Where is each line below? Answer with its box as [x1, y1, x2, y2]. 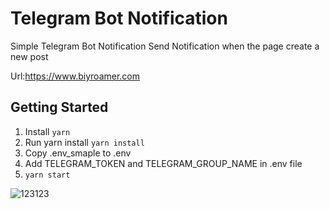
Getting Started [10, 99, 109, 116]
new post [10, 50, 49, 62]
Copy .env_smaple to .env [24, 147, 132, 159]
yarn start [24, 170, 71, 180]
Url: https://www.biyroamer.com [10, 70, 141, 82]
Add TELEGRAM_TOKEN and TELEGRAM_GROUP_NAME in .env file [24, 157, 303, 169]
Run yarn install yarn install [24, 136, 145, 148]
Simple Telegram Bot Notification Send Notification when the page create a [10, 40, 320, 52]
